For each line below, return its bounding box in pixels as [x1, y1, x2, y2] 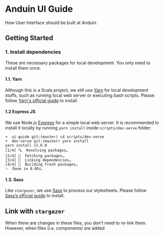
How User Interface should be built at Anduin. [5, 20, 98, 26]
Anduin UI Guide [5, 3, 73, 15]
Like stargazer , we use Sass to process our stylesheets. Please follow [5, 187, 147, 193]
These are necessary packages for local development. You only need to [5, 60, 151, 66]
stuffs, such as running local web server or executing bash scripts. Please [5, 92, 155, 98]
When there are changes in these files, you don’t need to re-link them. [5, 220, 147, 226]
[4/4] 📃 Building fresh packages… [5, 162, 78, 167]
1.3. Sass [5, 177, 24, 183]
